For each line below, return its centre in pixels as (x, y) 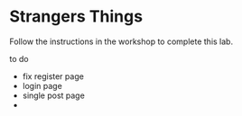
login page (42, 85)
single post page (54, 95)
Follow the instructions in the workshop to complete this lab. (121, 41)
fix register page (53, 76)
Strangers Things (76, 17)
